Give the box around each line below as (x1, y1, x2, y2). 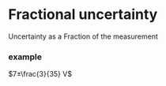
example (8, 51, 42, 62)
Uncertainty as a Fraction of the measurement (8, 32, 158, 41)
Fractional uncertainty (8, 6, 158, 24)
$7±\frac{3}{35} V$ (8, 69, 73, 79)
